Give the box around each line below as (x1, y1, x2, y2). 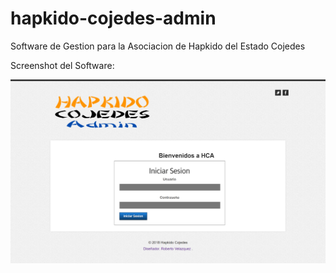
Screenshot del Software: (10, 59, 115, 71)
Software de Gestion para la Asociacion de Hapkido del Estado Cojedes (10, 40, 306, 52)
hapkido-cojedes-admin (10, 7, 217, 30)
